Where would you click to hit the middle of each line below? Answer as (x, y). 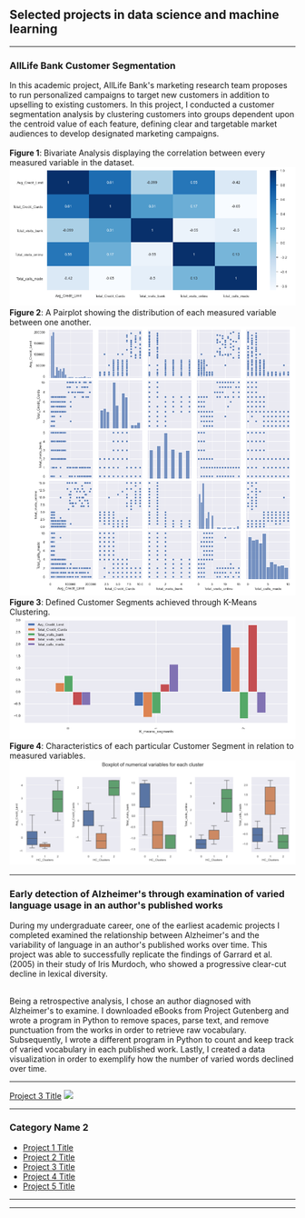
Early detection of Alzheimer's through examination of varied (147, 894)
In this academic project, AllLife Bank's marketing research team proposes (148, 85)
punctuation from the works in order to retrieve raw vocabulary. (128, 1030)
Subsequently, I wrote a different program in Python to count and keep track (152, 1039)
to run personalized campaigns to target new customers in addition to (139, 95)
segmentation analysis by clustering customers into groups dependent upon (152, 115)
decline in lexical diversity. (59, 973)
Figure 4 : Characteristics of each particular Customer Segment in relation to (152, 745)
